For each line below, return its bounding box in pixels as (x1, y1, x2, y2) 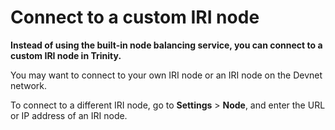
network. (10, 79, 48, 91)
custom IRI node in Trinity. (10, 49, 122, 61)
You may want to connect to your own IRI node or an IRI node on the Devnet (10, 69, 323, 81)
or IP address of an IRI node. (10, 109, 128, 121)
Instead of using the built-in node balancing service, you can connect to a (10, 39, 323, 51)
